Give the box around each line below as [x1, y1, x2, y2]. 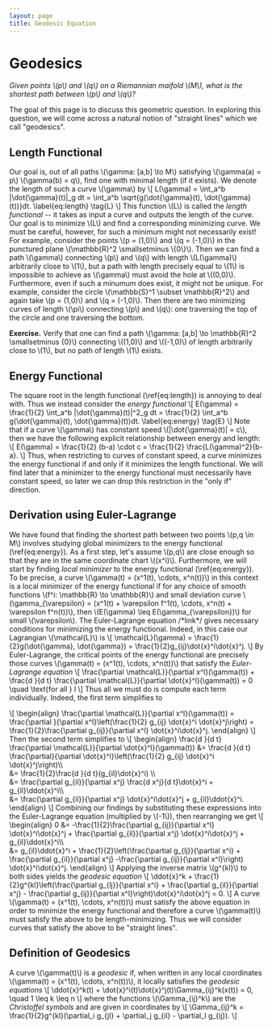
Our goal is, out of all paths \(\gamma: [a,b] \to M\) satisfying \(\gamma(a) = [9, 167, 262, 177]
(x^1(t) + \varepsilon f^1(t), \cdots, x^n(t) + [93, 598, 232, 608]
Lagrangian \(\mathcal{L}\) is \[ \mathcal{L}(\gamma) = [9, 632, 193, 642]
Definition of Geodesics [9, 946, 131, 960]
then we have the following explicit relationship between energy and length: [9, 434, 261, 443]
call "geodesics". [9, 122, 65, 132]
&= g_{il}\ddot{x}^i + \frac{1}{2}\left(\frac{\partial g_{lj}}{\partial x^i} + [9, 845, 241, 855]
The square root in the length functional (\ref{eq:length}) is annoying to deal [9, 391, 262, 401]
